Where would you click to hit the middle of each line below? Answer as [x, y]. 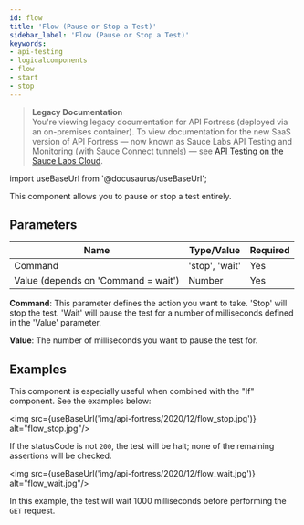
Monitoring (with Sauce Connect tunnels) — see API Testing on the [157, 151]
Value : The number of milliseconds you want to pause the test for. [134, 340]
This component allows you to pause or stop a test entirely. [121, 196]
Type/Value [215, 251]
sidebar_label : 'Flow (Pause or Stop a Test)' [100, 35]
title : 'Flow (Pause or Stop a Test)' [83, 27]
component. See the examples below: [80, 401]
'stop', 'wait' [215, 266]
